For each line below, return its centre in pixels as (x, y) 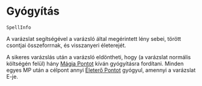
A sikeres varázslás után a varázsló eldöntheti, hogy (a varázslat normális (99, 57)
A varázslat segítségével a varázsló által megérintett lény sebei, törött (94, 38)
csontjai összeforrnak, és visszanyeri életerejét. (66, 45)
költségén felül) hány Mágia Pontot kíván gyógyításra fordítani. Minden (95, 63)
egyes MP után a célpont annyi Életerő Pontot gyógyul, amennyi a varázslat (101, 70)
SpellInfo (19, 27)
